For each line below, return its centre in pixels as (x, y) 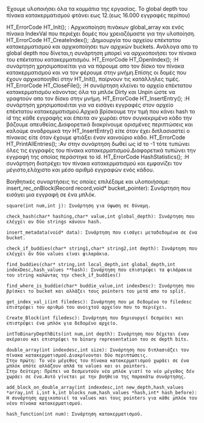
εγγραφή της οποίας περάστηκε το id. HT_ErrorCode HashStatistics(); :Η (98, 157)
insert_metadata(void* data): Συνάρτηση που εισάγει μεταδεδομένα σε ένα (102, 233)
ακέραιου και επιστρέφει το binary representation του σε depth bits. (98, 339)
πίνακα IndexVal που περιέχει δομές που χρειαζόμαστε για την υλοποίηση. (101, 34)
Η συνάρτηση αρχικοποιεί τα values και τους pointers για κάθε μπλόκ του (102, 398)
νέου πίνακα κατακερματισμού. (45, 403)
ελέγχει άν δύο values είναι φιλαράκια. (58, 254)
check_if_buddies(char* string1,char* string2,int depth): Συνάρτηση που (102, 248)
